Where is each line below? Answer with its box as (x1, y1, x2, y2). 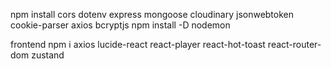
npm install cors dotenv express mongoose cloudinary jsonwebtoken (10, 9, 295, 20)
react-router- (267, 39, 322, 50)
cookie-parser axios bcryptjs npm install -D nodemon (10, 19, 231, 31)
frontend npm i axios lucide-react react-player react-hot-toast (10, 39, 266, 50)
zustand (31, 49, 65, 61)
